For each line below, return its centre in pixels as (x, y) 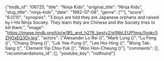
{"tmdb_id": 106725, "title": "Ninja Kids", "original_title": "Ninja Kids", (74, 7)
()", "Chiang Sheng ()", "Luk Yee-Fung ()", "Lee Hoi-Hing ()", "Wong (73, 43)
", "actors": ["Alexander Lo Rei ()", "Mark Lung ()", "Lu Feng (97, 38)
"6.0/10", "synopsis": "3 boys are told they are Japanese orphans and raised (82, 17)
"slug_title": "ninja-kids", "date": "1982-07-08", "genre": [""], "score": (75, 12)
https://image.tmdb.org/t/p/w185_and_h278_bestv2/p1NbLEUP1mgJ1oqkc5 (82, 33)
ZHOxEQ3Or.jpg (21, 38)
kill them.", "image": (25, 28)
